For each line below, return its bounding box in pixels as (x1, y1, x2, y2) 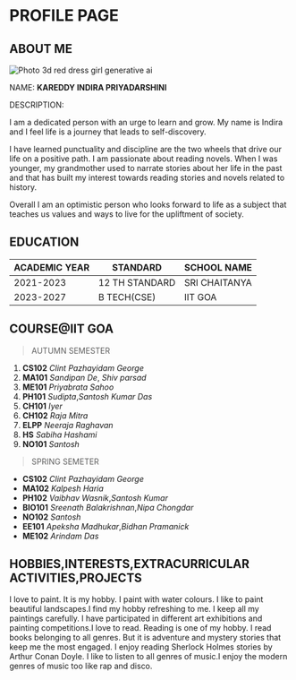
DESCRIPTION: (9, 99, 64, 110)
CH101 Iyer (21, 400, 63, 411)
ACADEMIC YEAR (13, 261, 90, 273)
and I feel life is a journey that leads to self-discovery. (9, 126, 207, 137)
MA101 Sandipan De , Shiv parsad (21, 372, 147, 383)
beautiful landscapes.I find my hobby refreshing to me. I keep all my (9, 604, 259, 615)
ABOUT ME (9, 41, 73, 56)
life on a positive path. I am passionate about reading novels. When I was (9, 153, 278, 164)
